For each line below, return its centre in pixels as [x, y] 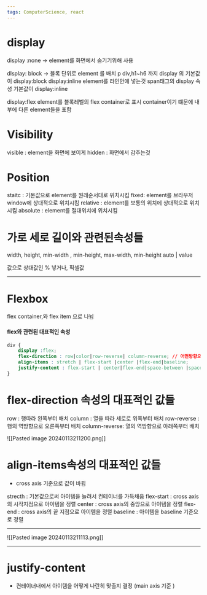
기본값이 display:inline [41, 88]
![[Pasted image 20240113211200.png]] [57, 438]
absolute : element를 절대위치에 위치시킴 [68, 211]
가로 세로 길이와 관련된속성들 [75, 238]
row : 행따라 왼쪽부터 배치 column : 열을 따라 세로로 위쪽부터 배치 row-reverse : [103, 418]
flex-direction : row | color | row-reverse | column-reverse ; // [98, 357]
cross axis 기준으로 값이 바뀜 [51, 483]
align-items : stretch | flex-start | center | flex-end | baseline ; [103, 362]
